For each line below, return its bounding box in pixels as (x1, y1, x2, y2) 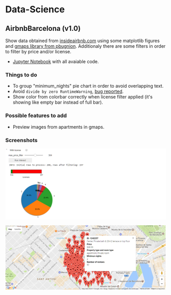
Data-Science (5, 4, 65, 15)
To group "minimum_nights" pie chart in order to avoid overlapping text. (12, 83, 164, 89)
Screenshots (5, 136, 38, 144)
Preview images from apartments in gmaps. (12, 124, 105, 130)
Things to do (5, 71, 37, 78)
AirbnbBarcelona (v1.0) (5, 24, 81, 33)
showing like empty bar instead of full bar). (12, 99, 103, 106)
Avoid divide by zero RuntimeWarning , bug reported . (12, 88, 124, 94)
